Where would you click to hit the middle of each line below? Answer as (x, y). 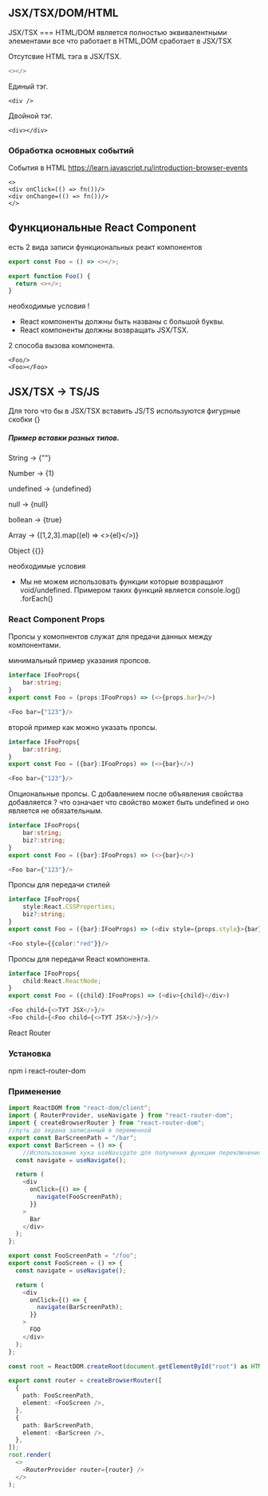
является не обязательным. (55, 811)
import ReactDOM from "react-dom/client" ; (80, 1108)
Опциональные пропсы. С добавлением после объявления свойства (126, 794)
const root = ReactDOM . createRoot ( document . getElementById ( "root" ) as (128, 1366)
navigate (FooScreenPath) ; (80, 1197)
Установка (30, 1054)
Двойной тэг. (31, 116)
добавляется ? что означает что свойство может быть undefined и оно (129, 803)
